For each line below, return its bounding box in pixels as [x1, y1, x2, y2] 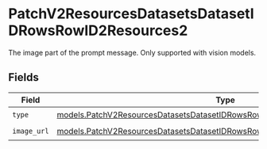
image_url [12, 127, 49, 136]
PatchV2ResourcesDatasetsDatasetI [8, 5, 254, 23]
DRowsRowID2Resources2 [8, 21, 188, 40]
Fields [8, 71, 40, 84]
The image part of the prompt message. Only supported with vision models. [8, 48, 257, 57]
